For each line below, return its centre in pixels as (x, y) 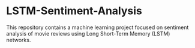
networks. (19, 40)
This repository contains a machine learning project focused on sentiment (97, 27)
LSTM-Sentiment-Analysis (74, 11)
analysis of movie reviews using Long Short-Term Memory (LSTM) (88, 33)
